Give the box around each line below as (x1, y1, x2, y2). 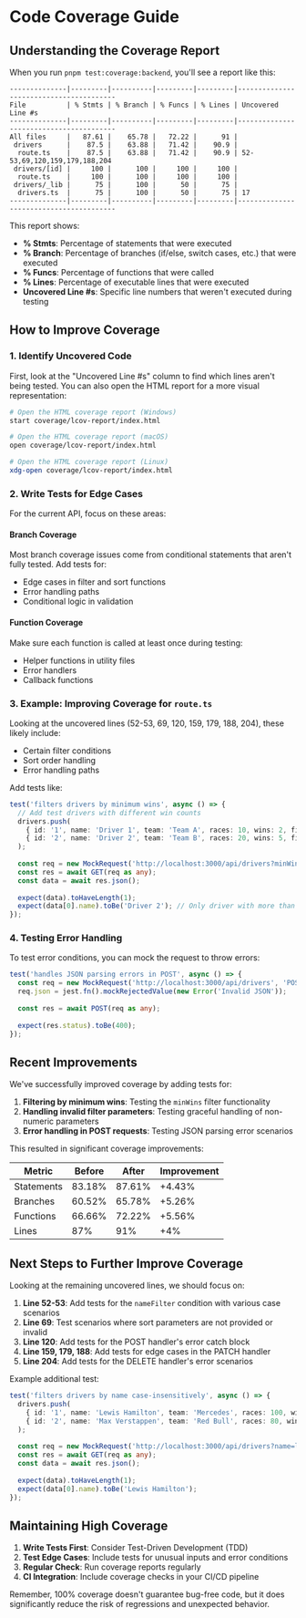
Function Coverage (9, 617, 84, 628)
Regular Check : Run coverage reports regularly (22, 1561, 202, 1572)
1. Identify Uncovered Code (9, 349, 132, 362)
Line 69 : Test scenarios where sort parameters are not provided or (22, 1317, 273, 1328)
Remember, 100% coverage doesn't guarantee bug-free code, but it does (9, 1589, 285, 1600)
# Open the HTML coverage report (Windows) (9, 408, 178, 417)
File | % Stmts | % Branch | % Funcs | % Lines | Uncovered (9, 100, 280, 109)
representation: (9, 389, 66, 400)
